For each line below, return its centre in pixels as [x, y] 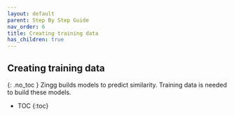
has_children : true [36, 40]
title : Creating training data [53, 33]
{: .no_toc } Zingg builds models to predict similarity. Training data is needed [117, 85]
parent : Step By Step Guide [48, 20]
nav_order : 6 [26, 27]
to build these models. [39, 92]
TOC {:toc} [33, 106]
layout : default [31, 14]
